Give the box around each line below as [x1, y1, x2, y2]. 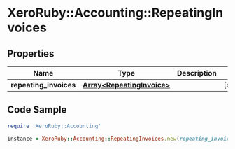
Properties [7, 48, 55, 59]
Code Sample [7, 104, 67, 116]
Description [177, 69, 217, 78]
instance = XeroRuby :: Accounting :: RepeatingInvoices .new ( [7, 135, 180, 142]
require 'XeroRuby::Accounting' [7, 122, 101, 129]
